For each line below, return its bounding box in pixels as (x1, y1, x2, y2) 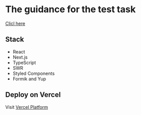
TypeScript (12, 60, 36, 66)
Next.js (12, 54, 28, 60)
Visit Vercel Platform (5, 104, 49, 110)
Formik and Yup (12, 75, 46, 82)
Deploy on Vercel (5, 91, 61, 99)
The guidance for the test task (5, 4, 136, 15)
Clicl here (5, 20, 26, 26)
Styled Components (12, 70, 55, 76)
